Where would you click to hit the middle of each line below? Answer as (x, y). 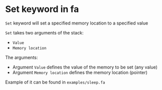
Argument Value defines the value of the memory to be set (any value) (85, 67)
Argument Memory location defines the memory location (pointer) (80, 72)
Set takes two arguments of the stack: (44, 32)
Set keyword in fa (42, 9)
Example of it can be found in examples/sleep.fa (55, 82)
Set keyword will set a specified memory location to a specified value (77, 23)
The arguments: (22, 57)
